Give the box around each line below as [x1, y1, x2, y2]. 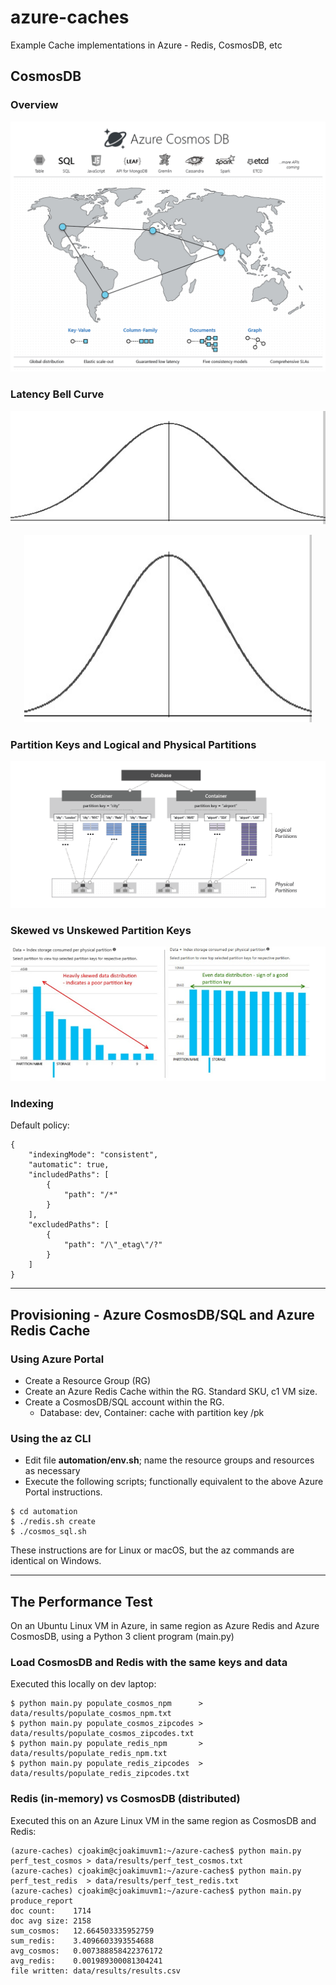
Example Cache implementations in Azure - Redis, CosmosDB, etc [10, 39, 283, 51]
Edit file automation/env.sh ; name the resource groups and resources [24, 1454, 315, 1466]
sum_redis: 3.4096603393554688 [10, 1936, 155, 1946]
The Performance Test [10, 1593, 153, 1610]
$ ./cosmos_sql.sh [10, 1527, 87, 1537]
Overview [10, 98, 59, 112]
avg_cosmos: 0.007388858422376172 [10, 1946, 163, 1956]
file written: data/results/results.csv [10, 1966, 182, 1976]
